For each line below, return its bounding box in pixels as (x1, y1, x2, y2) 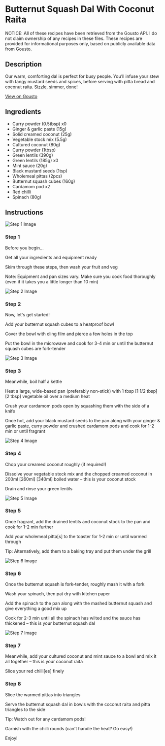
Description (5, 60, 42, 68)
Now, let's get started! (5, 311, 50, 317)
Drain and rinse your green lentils (5, 485, 73, 491)
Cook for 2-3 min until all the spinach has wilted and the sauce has (5, 615, 141, 621)
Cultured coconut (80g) (12, 141, 61, 147)
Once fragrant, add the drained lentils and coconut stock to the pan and (5, 518, 151, 524)
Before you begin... (5, 245, 44, 251)
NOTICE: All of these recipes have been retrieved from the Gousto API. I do (5, 30, 157, 36)
